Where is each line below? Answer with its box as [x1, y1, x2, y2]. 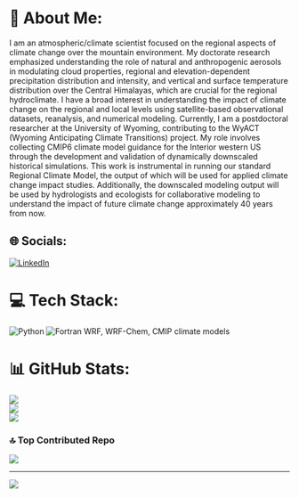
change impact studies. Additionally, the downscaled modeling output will [9, 179, 279, 190]
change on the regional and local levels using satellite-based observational [9, 103, 284, 114]
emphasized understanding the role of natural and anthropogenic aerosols [9, 56, 282, 67]
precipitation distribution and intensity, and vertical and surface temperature [9, 75, 289, 86]
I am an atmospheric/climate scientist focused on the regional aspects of [9, 37, 277, 48]
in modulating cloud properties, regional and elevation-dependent [9, 66, 251, 77]
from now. [9, 208, 46, 218]
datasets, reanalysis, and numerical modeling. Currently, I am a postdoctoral [9, 113, 289, 124]
